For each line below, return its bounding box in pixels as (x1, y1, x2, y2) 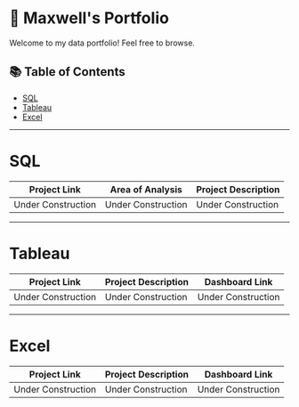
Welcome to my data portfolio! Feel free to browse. (9, 37, 196, 48)
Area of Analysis (109, 183, 182, 195)
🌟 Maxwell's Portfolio (9, 8, 169, 28)
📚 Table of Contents (9, 64, 126, 79)
